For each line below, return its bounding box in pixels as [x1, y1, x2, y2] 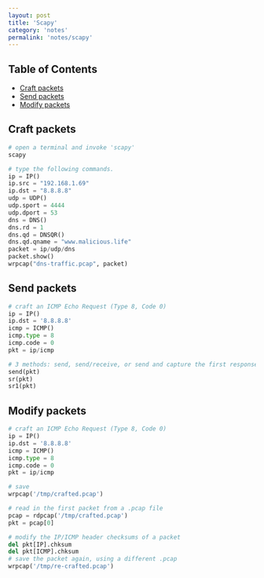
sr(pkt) [8, 375, 34, 383]
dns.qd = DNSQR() [8, 231, 65, 239]
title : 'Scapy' [8, 19, 58, 27]
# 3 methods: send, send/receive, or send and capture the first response [8, 360, 258, 368]
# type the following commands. [8, 165, 114, 173]
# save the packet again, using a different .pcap [8, 555, 178, 563]
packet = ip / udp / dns [8, 245, 76, 254]
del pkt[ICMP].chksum [8, 547, 79, 556]
